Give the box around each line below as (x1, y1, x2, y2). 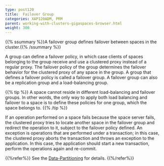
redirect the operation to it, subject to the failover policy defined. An (5, 125, 143, 131)
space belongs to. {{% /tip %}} (5, 105, 68, 111)
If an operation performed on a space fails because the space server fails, (5, 114, 156, 120)
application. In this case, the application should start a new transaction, (5, 140, 150, 146)
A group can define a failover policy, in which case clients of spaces (5, 54, 143, 59)
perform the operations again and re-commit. (5, 146, 97, 152)
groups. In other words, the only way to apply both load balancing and (5, 94, 148, 101)
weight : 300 (5, 26, 30, 30)
